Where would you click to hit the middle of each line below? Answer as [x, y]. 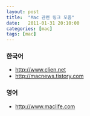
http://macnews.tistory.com [49, 76]
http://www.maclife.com [45, 106]
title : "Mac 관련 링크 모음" [40, 17]
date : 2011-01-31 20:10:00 [43, 23]
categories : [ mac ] [29, 29]
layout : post [23, 12]
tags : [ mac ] [21, 34]
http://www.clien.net [40, 70]
